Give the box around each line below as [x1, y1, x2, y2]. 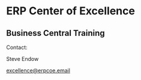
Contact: [6, 44, 28, 51]
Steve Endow [6, 56, 39, 62]
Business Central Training [6, 28, 105, 38]
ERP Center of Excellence [6, 4, 135, 18]
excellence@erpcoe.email [6, 67, 71, 74]
